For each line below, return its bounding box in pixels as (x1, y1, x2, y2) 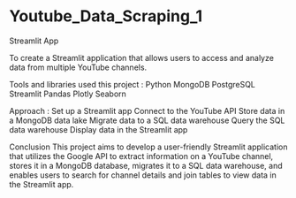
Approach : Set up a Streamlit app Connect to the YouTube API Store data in (9, 105, 285, 116)
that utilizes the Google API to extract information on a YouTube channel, (9, 150, 274, 161)
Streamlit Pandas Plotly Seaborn (9, 88, 126, 99)
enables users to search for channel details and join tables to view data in (9, 170, 277, 180)
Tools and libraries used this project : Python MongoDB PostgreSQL (9, 79, 256, 89)
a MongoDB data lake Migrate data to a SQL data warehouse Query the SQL (9, 115, 285, 126)
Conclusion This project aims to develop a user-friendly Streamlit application (9, 141, 288, 152)
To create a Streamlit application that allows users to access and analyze (9, 52, 274, 63)
